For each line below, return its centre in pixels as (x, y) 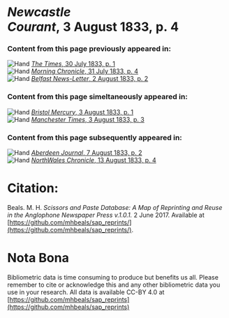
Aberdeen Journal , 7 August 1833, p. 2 (87, 153)
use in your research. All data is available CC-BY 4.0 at (86, 292)
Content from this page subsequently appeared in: (95, 137)
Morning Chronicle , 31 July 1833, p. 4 (84, 71)
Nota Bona (38, 258)
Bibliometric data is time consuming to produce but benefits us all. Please (113, 277)
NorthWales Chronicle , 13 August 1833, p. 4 (94, 160)
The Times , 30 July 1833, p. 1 (73, 64)
